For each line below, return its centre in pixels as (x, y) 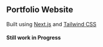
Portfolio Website (40, 10)
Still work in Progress (34, 37)
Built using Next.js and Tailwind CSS (51, 24)
